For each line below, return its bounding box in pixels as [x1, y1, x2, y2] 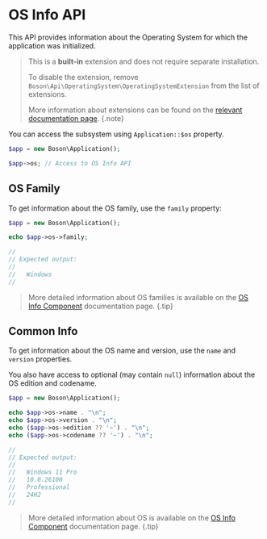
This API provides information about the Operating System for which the [8, 32, 248, 42]
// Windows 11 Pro [8, 468, 78, 477]
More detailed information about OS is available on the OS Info [27, 512, 236, 522]
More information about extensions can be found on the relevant [27, 105, 243, 115]
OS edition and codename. [8, 378, 97, 388]
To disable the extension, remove [27, 72, 139, 81]
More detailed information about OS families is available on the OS [27, 292, 248, 302]
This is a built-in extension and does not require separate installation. [27, 56, 260, 66]
